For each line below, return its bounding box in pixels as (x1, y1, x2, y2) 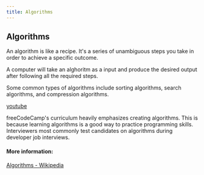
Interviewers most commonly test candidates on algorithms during (6, 127, 173, 135)
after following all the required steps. (6, 73, 99, 80)
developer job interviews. (6, 134, 70, 141)
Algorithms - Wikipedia (6, 161, 64, 168)
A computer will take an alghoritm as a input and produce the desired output (6, 66, 198, 73)
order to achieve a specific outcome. (6, 54, 99, 62)
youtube (6, 102, 27, 110)
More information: (6, 148, 54, 155)
